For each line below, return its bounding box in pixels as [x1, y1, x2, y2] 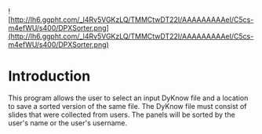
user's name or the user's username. [8, 118, 128, 128]
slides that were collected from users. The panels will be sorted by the [8, 110, 235, 119]
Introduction [8, 67, 91, 85]
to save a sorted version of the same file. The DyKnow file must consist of [8, 101, 247, 110]
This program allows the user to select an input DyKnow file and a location [8, 93, 249, 103]
